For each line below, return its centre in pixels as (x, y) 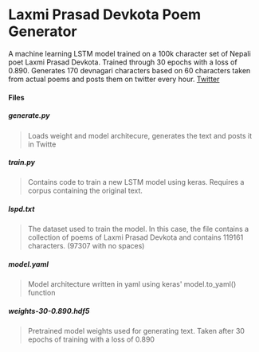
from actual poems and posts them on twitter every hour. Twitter (114, 79)
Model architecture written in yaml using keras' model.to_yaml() (132, 284)
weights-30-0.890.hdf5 (49, 311)
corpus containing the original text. (85, 191)
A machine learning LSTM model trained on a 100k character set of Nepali (129, 53)
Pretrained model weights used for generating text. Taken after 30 (136, 331)
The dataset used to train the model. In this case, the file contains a (138, 229)
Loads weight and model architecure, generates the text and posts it (140, 135)
